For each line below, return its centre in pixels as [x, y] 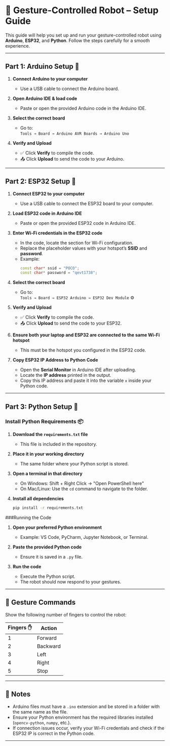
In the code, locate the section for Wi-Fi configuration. [77, 243]
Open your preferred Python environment [57, 527]
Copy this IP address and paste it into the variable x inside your [86, 381]
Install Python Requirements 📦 [44, 421]
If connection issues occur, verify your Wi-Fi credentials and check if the [88, 728]
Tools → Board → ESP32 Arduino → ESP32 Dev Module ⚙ [77, 298]
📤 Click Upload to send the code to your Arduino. [72, 159]
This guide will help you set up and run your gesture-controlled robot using [83, 35]
